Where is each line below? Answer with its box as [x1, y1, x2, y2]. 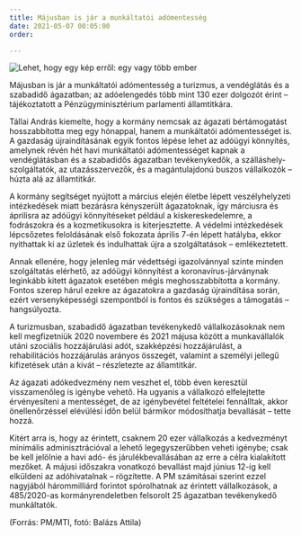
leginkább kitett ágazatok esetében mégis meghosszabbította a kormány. [9, 275, 280, 286]
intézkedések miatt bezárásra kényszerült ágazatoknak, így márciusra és [9, 201, 279, 211]
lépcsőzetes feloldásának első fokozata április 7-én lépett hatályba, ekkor [9, 229, 281, 240]
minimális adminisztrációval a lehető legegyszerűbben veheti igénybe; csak [9, 442, 289, 453]
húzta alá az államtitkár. [9, 174, 97, 184]
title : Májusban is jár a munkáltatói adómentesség [9, 13, 207, 22]
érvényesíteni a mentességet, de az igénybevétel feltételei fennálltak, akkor [9, 397, 288, 407]
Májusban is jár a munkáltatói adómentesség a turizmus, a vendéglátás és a [9, 80, 290, 91]
